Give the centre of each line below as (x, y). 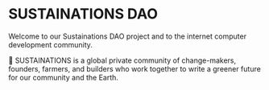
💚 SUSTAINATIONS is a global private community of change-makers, (122, 60)
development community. (50, 44)
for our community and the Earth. (64, 77)
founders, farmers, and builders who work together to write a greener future (135, 68)
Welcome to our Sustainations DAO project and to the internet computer (128, 36)
